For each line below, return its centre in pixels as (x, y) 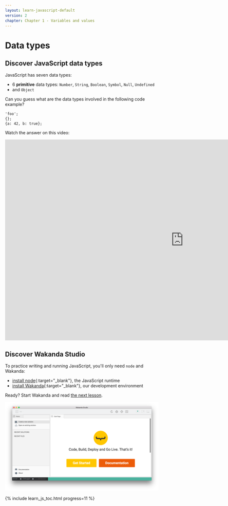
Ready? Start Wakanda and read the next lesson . (54, 395)
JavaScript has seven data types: (38, 75)
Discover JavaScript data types (54, 63)
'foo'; (12, 114)
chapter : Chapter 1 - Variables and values (50, 21)
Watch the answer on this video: (37, 133)
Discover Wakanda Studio (45, 354)
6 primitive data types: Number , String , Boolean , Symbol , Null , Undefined (83, 84)
